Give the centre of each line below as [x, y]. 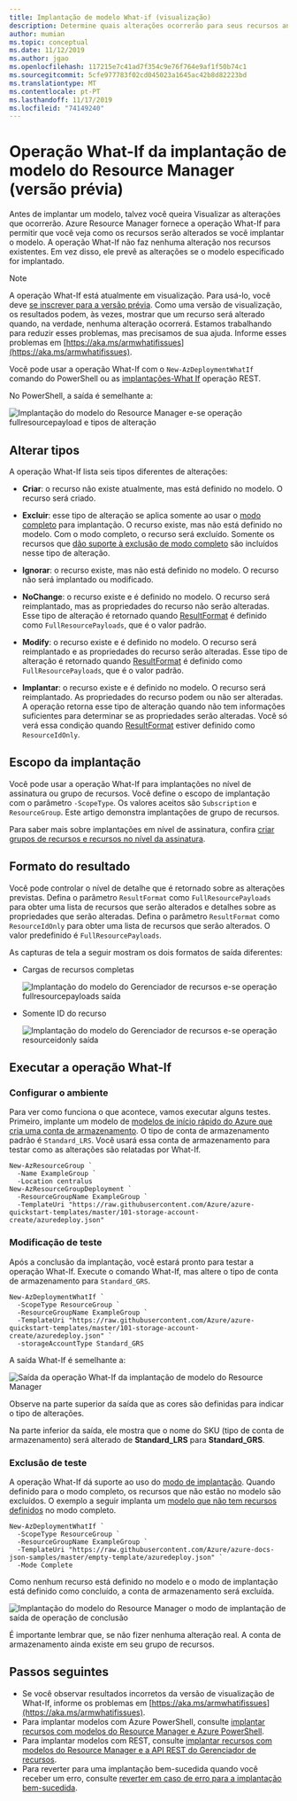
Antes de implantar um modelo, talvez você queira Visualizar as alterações [145, 214]
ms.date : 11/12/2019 [47, 51]
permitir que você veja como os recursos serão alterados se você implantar [147, 233]
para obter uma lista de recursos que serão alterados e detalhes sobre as [143, 907]
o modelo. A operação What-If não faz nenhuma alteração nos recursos [140, 242]
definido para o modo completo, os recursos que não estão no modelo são [145, 1491]
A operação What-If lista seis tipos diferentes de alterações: [118, 472]
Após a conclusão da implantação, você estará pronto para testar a [132, 1262]
